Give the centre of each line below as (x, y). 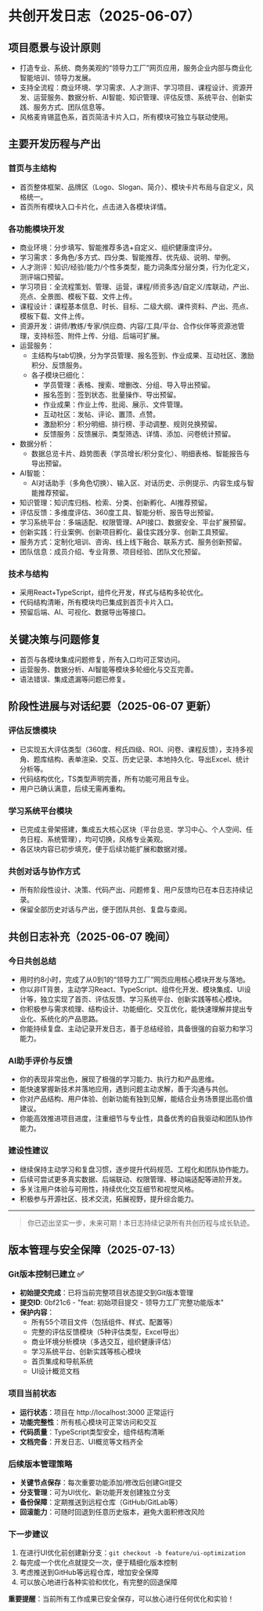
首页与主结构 (32, 168)
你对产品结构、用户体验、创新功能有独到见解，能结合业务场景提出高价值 (136, 1099)
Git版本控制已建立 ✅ (46, 1274)
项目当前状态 (32, 1394)
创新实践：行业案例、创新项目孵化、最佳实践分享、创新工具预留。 (126, 532)
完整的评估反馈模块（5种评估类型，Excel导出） (107, 1332)
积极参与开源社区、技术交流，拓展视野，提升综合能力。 (108, 1199)
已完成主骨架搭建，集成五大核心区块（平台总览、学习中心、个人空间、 (133, 830)
